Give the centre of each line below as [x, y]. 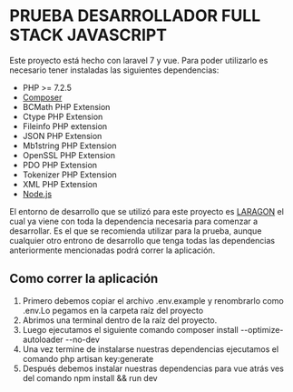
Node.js [37, 194]
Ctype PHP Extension [63, 116]
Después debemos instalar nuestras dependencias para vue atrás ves [153, 368]
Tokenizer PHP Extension [70, 175]
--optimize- [262, 329]
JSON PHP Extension [62, 136]
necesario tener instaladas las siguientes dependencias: [114, 70]
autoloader [43, 339]
